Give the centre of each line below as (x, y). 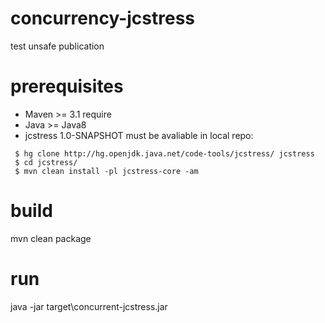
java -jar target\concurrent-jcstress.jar (89, 306)
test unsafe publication (57, 46)
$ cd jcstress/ (46, 162)
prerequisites (67, 86)
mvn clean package (51, 238)
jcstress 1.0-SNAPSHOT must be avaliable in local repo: (139, 135)
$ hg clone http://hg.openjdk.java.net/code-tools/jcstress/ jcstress (164, 153)
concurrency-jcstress (102, 18)
